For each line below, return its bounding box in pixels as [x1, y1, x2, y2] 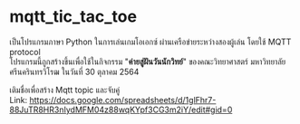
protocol [9, 46, 41, 57]
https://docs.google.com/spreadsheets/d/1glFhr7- [29, 94, 217, 105]
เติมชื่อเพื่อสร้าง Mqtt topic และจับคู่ [9, 84, 121, 95]
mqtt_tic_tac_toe [9, 6, 138, 27]
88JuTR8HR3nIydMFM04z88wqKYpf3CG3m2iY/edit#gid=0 [9, 104, 233, 115]
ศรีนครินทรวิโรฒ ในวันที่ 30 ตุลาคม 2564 [9, 66, 140, 77]
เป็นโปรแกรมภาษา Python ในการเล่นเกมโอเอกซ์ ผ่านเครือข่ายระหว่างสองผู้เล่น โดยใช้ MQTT [9, 36, 292, 47]
